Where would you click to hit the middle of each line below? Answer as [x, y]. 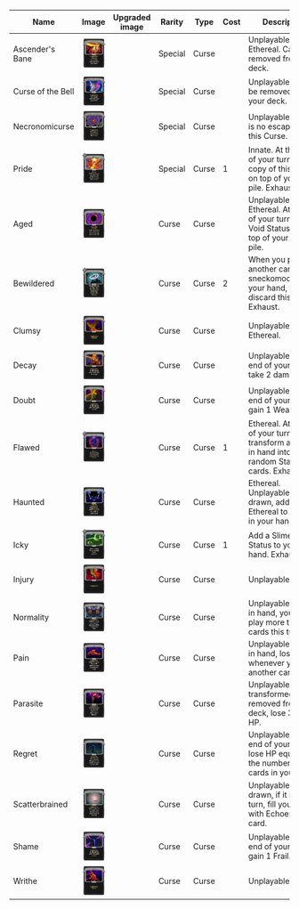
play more [266, 622]
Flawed [26, 447]
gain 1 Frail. [269, 856]
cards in [263, 773]
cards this [266, 631]
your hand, [267, 288]
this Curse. [268, 135]
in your [261, 521]
